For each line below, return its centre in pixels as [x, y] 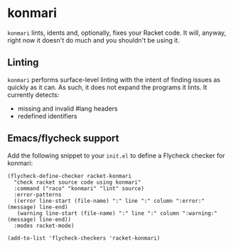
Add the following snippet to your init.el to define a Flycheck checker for [116, 155]
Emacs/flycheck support [63, 139]
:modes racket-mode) [44, 226]
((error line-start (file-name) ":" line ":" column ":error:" [109, 201]
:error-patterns [38, 194]
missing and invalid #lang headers [68, 109]
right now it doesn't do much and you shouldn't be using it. [93, 40]
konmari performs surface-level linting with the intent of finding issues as [114, 79]
